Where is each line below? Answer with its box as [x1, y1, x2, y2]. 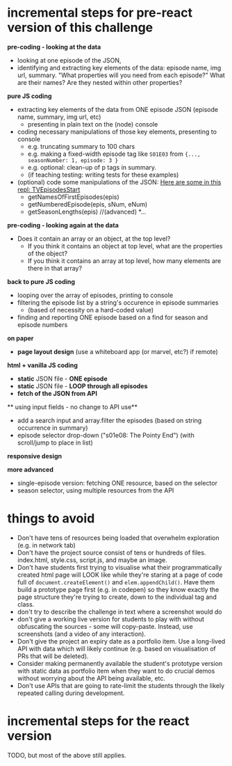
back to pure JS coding [7, 277, 75, 286]
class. [17, 600, 35, 608]
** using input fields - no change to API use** [7, 402, 138, 411]
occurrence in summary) [17, 423, 88, 432]
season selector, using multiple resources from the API [17, 486, 174, 495]
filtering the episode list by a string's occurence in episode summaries [17, 298, 219, 307]
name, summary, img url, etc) [17, 113, 101, 121]
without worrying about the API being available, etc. [17, 673, 165, 683]
